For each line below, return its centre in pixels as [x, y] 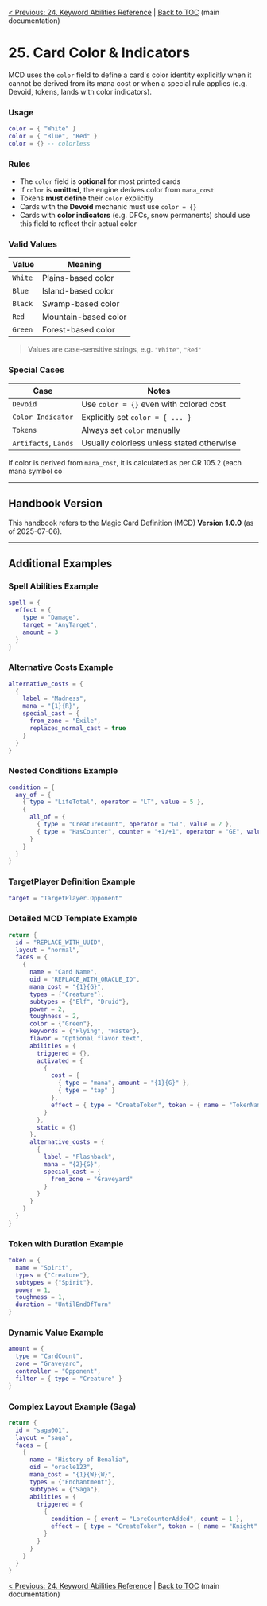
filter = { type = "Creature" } [69, 1379]
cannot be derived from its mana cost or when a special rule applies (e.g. [128, 83]
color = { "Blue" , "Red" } [53, 136]
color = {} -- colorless [49, 143]
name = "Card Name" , [63, 972]
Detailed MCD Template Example [73, 919]
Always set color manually [131, 430]
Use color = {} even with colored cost [154, 404]
